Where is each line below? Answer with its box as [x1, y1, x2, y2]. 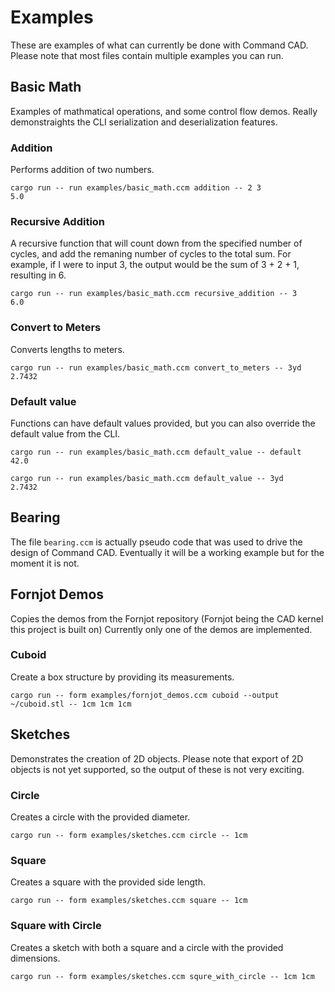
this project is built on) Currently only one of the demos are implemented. [10, 623, 313, 635]
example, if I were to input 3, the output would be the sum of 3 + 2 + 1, [10, 259, 300, 271]
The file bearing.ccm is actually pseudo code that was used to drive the [10, 536, 303, 548]
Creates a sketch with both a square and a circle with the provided [10, 941, 284, 953]
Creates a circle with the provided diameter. [10, 811, 191, 823]
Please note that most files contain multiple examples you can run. [10, 49, 284, 61]
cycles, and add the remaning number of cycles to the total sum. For [10, 248, 292, 260]
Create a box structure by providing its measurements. [10, 671, 235, 683]
